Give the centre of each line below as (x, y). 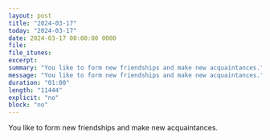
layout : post (30, 16)
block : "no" (28, 105)
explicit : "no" (34, 98)
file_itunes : (30, 53)
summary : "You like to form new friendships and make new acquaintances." (136, 68)
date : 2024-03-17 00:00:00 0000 (62, 38)
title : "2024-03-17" (43, 23)
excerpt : (23, 61)
